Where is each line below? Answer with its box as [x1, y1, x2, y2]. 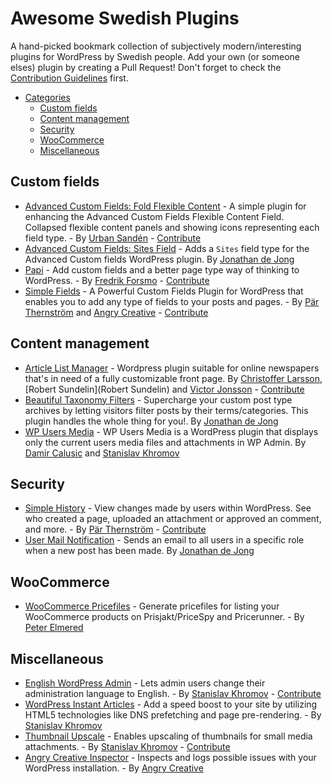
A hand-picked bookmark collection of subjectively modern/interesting [10, 40, 302, 52]
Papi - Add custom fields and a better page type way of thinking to [24, 263, 300, 276]
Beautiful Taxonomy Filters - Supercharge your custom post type [24, 393, 293, 406]
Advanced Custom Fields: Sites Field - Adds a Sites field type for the [24, 242, 310, 254]
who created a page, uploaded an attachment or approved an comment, [24, 513, 322, 525]
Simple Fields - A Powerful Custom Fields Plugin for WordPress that [24, 285, 304, 297]
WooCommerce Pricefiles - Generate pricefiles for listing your [24, 600, 280, 612]
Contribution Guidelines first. [10, 72, 129, 84]
